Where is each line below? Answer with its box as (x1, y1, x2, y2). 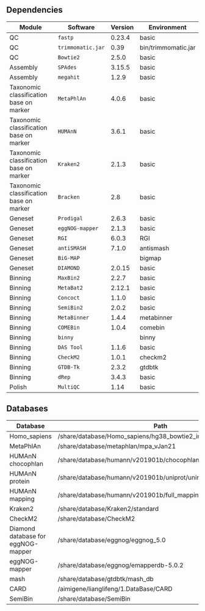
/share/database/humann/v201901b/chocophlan (57, 455, 200, 464)
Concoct (57, 294, 81, 301)
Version (110, 23, 134, 31)
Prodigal (57, 215, 84, 222)
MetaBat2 (57, 284, 84, 291)
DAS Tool (57, 344, 84, 350)
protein (9, 477, 30, 485)
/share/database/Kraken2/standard (57, 504, 159, 513)
